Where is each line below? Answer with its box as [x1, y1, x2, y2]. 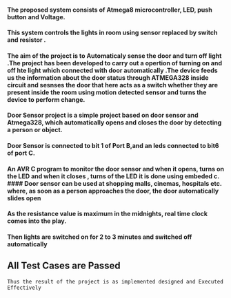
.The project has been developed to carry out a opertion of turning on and [7, 58, 223, 67]
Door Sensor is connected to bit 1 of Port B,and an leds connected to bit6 [7, 141, 219, 149]
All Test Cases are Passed [7, 260, 121, 272]
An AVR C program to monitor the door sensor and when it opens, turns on [7, 164, 224, 173]
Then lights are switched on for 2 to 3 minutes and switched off [7, 233, 192, 241]
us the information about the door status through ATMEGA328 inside [7, 73, 209, 82]
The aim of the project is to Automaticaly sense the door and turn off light [7, 52, 222, 60]
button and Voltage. [7, 12, 66, 21]
